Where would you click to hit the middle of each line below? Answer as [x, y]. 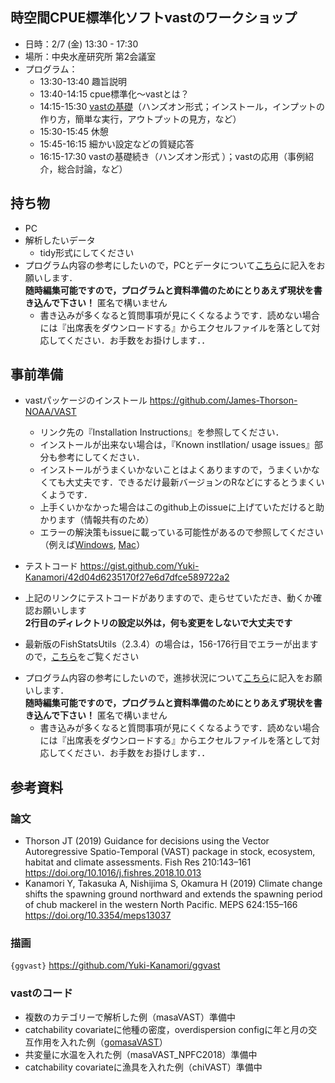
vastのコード [41, 993]
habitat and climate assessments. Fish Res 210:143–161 [138, 862]
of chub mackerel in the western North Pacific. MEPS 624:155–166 [161, 905]
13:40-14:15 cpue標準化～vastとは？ [114, 94]
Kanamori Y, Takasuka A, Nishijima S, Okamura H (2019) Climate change [173, 884]
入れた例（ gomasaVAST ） [113, 1042]
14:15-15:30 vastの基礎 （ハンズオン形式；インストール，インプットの [182, 106]
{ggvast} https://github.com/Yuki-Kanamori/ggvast [115, 965]
